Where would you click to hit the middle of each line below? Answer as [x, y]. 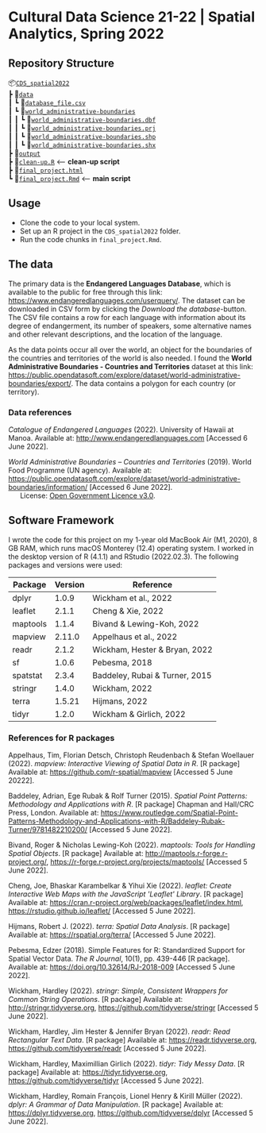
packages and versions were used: [66, 565]
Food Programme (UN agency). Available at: [80, 470]
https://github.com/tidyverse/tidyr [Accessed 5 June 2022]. [106, 1081]
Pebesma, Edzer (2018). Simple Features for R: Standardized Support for [127, 950]
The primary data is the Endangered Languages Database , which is [120, 283]
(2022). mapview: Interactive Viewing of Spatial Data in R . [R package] [124, 764]
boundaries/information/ [48, 487]
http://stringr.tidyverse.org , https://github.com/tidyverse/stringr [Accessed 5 [133, 1008]
